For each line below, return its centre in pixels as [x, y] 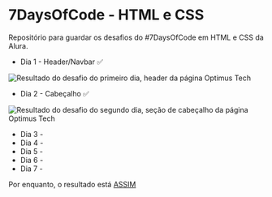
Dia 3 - [32, 134]
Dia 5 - [31, 151]
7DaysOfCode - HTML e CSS [106, 15]
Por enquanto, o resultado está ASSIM [72, 184]
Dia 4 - [32, 143]
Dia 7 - [31, 169]
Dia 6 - [32, 160]
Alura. [18, 45]
